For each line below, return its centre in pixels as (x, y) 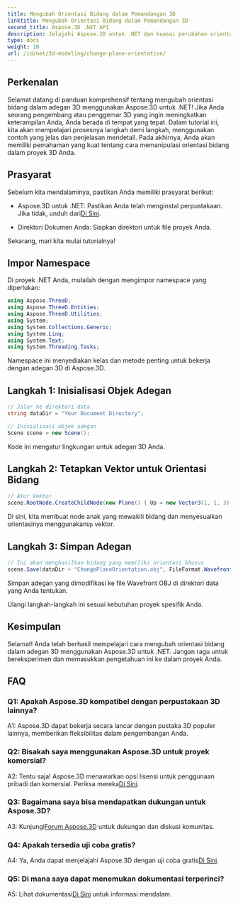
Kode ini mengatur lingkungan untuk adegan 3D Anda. (86, 446)
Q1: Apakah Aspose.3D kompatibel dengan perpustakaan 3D (114, 701)
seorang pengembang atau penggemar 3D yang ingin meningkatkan (107, 114)
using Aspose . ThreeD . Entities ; (53, 307)
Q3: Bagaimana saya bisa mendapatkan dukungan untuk (107, 802)
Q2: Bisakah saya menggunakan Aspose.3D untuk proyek (108, 752)
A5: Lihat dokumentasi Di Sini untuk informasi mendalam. (90, 894)
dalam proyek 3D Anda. (42, 152)
